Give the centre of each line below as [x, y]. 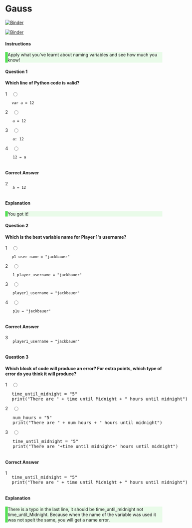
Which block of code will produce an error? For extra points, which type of [84, 368]
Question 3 [17, 357]
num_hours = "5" [32, 418]
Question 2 [17, 225]
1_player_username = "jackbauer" [47, 275]
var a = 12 [23, 103]
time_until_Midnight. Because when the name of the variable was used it [82, 515]
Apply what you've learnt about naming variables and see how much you [83, 55]
